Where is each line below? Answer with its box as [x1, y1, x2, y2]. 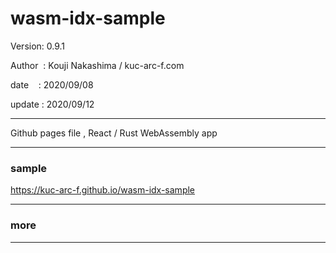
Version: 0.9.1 [10, 40, 66, 52]
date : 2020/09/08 [10, 78, 94, 91]
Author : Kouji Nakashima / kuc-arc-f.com [10, 59, 185, 71]
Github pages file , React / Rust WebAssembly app [10, 127, 218, 139]
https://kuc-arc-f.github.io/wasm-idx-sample [10, 184, 196, 196]
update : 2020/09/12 [10, 98, 95, 110]
